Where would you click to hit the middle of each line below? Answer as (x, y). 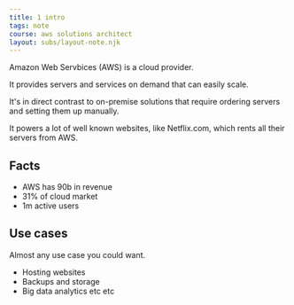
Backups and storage (61, 281)
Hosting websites (54, 272)
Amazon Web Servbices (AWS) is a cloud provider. (101, 67)
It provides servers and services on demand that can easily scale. (129, 84)
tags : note (29, 26)
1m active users (50, 206)
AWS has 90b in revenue (67, 187)
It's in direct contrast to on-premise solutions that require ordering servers (145, 102)
